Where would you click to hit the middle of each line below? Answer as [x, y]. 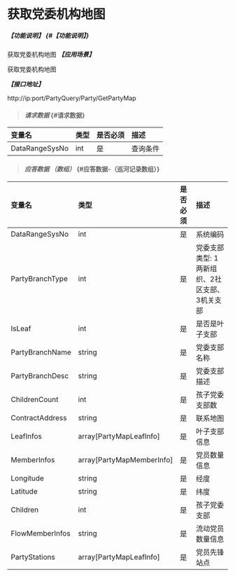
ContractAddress [39, 417]
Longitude [27, 478]
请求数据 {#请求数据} [55, 115]
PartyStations [33, 557]
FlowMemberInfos [41, 533]
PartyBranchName [41, 352]
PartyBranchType [39, 279]
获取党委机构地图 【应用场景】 [51, 55]
